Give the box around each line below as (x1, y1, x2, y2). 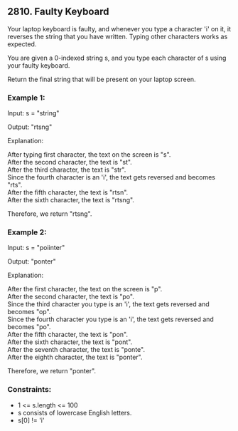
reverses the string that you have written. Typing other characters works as (7, 32, 228, 41)
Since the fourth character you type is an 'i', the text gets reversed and (7, 315, 215, 323)
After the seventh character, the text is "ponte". (7, 346, 146, 354)
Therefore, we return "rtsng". (7, 209, 92, 218)
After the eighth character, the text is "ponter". (7, 353, 144, 362)
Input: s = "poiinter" (7, 244, 65, 252)
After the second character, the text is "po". (7, 292, 135, 301)
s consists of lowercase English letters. (17, 408, 132, 417)
